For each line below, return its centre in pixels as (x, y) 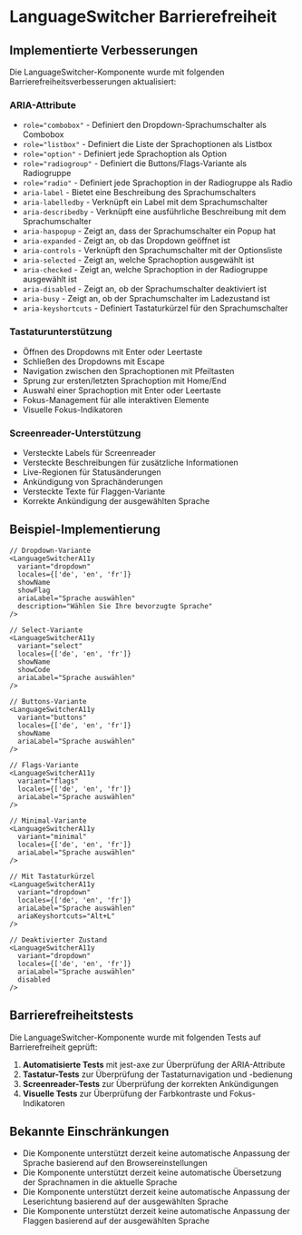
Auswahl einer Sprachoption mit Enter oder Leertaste (122, 390)
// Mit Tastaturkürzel (52, 876)
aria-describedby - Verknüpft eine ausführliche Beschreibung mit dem (154, 212)
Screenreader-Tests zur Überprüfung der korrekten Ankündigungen (151, 1083)
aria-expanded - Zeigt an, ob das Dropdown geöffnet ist (127, 241)
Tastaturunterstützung (61, 331)
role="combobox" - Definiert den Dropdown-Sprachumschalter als (145, 125)
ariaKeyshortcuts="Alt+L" (67, 916)
